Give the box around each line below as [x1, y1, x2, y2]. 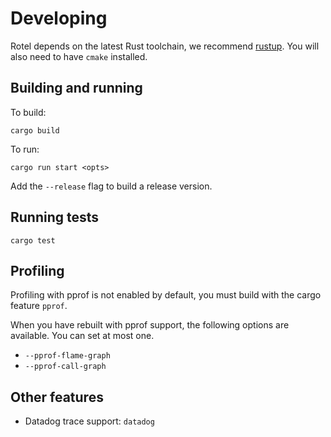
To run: [10, 143, 40, 155]
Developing [10, 7, 108, 30]
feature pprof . [10, 300, 68, 312]
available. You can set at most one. [10, 330, 155, 342]
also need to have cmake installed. [10, 50, 148, 62]
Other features [10, 388, 104, 406]
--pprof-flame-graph [24, 351, 111, 361]
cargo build [10, 125, 60, 136]
